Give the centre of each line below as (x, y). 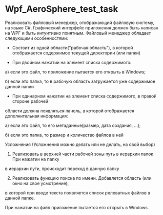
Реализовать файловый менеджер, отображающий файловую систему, (80, 23)
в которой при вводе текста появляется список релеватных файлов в (78, 192)
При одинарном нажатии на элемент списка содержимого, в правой (84, 96)
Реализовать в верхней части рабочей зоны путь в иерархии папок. (83, 154)
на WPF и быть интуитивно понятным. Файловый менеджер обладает (78, 33)
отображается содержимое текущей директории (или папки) (76, 53)
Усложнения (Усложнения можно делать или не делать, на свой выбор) (80, 144)
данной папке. (20, 198)
